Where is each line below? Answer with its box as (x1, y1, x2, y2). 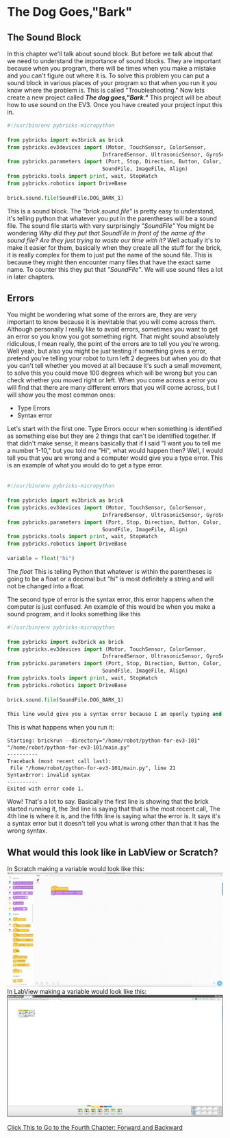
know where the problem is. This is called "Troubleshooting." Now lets (7, 86, 205, 94)
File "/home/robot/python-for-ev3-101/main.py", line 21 (10, 765, 176, 772)
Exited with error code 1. (7, 785, 84, 793)
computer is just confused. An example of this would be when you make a (7, 602, 216, 611)
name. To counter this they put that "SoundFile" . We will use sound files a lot (7, 265, 223, 273)
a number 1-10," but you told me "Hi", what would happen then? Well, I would (7, 447, 224, 455)
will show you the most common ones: (7, 391, 116, 399)
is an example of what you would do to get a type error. (7, 461, 163, 469)
